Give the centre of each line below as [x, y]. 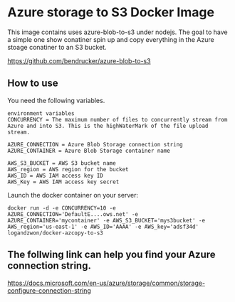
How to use [33, 83]
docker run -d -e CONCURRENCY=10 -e [62, 208]
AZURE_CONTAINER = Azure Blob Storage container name [89, 151]
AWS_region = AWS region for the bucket [68, 169]
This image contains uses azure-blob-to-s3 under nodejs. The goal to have [117, 32]
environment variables [41, 113]
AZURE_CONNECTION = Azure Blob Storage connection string [95, 144]
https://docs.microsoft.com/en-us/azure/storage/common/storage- [106, 283]
